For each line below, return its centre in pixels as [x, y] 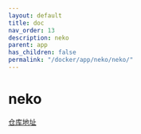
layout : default [35, 15]
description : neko [39, 38]
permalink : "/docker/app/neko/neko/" [71, 60]
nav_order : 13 [32, 30]
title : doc [26, 23]
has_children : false [43, 52]
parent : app [28, 45]
